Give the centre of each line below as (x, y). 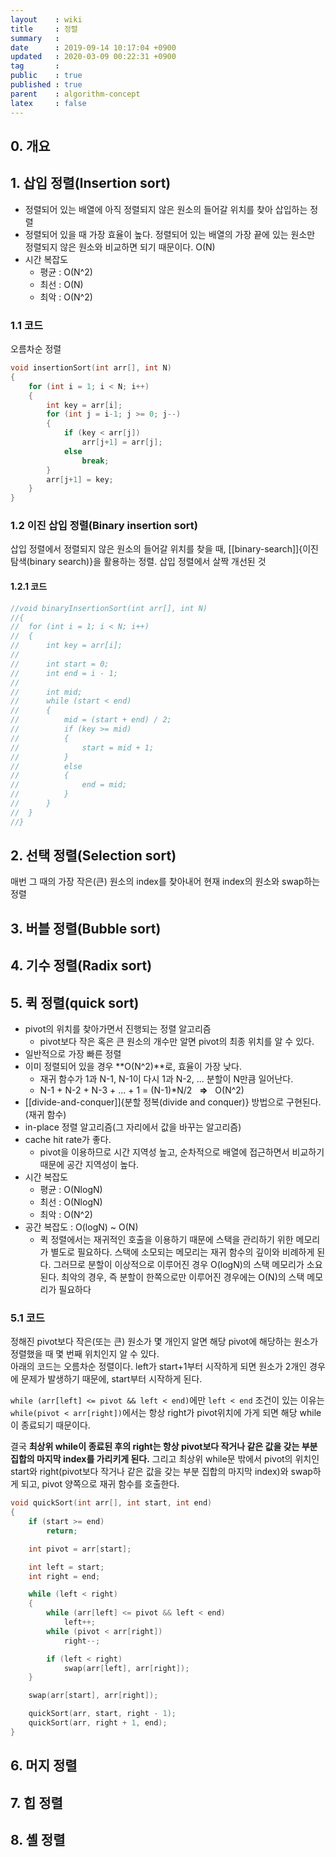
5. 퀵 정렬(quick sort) (75, 1002)
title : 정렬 (44, 29)
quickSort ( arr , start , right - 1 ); (102, 1714)
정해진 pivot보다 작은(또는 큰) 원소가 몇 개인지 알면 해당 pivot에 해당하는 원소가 (164, 1342)
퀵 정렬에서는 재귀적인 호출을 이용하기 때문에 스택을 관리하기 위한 (166, 1240)
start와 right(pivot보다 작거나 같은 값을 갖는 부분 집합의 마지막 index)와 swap (161, 1472)
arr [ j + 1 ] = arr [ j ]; (122, 442)
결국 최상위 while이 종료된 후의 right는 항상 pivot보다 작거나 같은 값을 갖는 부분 (164, 1447)
